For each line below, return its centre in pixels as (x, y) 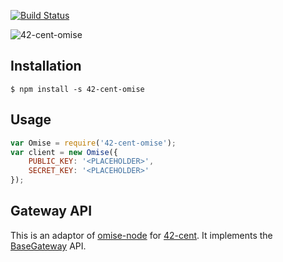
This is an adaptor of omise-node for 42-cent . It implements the (141, 235)
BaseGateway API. (48, 246)
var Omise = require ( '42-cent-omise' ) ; (93, 143)
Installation (46, 66)
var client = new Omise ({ (64, 152)
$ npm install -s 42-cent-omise (77, 89)
